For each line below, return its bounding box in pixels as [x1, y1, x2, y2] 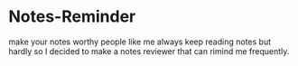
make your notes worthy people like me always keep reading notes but [8, 36, 272, 47]
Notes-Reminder [8, 6, 136, 27]
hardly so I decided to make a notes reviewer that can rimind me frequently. [8, 45, 290, 56]
